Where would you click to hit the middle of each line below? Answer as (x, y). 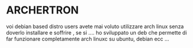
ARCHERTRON (42, 10)
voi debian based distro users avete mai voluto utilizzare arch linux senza (95, 26)
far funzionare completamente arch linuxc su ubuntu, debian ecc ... (88, 39)
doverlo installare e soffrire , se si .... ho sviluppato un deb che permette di (97, 32)
